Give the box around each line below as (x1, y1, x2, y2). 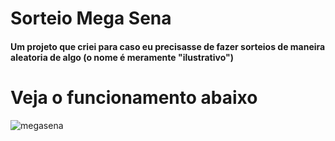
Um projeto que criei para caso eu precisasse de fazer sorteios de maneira (10, 40, 326, 52)
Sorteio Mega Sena (10, 7, 172, 30)
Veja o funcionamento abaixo (10, 86, 258, 109)
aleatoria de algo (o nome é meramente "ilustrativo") (10, 51, 234, 63)
